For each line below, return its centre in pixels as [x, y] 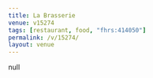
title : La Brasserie [42, 15]
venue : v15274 [32, 23]
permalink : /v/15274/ [44, 37]
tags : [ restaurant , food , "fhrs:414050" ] [77, 30]
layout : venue [32, 45]
